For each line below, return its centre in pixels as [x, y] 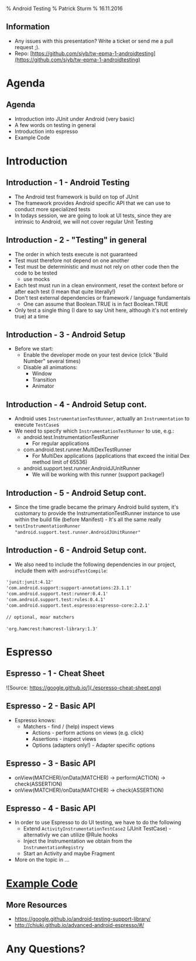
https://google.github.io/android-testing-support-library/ [82, 919]
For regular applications [61, 444]
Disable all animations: [50, 368]
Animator [43, 386]
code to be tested [36, 273]
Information [28, 27]
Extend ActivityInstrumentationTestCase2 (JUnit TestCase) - [97, 829]
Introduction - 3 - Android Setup [66, 335]
